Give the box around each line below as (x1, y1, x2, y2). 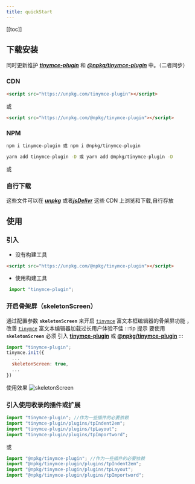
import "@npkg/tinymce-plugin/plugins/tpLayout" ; (6, 466, 134, 473)
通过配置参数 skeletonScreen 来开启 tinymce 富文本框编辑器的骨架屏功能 (6, 317, 186, 324)
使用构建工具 (14, 275, 47, 282)
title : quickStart (6, 8, 53, 15)
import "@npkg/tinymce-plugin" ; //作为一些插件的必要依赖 (6, 455, 145, 462)
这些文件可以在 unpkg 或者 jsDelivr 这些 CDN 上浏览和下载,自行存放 (6, 197, 174, 204)
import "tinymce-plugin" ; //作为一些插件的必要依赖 (6, 415, 129, 421)
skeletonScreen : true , (11, 361, 69, 367)
